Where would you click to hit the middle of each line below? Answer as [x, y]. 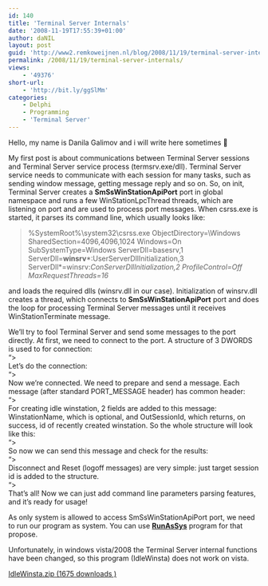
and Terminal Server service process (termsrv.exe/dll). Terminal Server [125, 166]
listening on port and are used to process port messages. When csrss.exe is [133, 209]
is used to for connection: [50, 349]
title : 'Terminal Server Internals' [69, 23]
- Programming [46, 113]
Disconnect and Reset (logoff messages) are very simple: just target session [134, 468]
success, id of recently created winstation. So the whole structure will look [131, 425]
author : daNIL [32, 38]
